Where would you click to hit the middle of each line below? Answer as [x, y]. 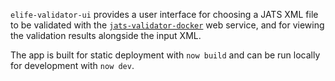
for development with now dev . [72, 65]
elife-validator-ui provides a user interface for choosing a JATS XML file [164, 14]
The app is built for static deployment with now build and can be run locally [165, 55]
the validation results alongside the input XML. [106, 35]
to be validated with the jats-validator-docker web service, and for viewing [167, 25]
